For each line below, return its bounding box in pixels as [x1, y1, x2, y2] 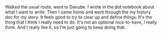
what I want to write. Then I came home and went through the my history [5, 9, 151, 15]
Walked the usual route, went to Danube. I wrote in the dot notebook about [5, 4, 155, 10]
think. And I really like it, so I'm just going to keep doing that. [5, 24, 126, 30]
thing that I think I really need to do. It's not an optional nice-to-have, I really [5, 19, 157, 25]
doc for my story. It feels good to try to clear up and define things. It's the [5, 14, 152, 20]
